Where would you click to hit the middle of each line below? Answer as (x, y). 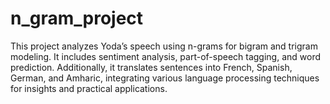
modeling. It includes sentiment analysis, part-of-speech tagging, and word (166, 56)
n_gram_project (77, 18)
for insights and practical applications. (89, 88)
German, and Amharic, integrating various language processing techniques (165, 78)
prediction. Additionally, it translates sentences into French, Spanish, (151, 67)
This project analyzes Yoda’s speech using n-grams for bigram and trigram (164, 46)
